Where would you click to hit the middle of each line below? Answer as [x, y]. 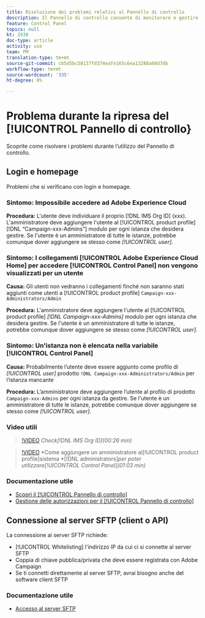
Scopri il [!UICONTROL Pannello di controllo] [71, 495]
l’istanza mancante [30, 380]
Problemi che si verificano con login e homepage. [69, 186]
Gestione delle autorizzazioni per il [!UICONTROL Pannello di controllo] [104, 501]
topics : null [23, 29]
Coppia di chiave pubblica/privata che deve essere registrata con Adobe [106, 560]
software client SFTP [42, 579]
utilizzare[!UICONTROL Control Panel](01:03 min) [83, 465]
